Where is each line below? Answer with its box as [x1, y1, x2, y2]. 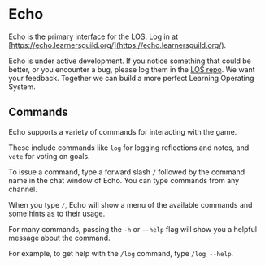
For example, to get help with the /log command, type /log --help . [8, 248, 234, 258]
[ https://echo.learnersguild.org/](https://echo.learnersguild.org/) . [8, 40, 227, 49]
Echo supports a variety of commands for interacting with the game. [8, 127, 237, 136]
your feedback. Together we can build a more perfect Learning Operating [8, 73, 254, 83]
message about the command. [8, 233, 111, 242]
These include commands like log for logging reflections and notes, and [8, 143, 250, 152]
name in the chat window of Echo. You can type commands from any [8, 175, 240, 185]
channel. [8, 184, 38, 194]
